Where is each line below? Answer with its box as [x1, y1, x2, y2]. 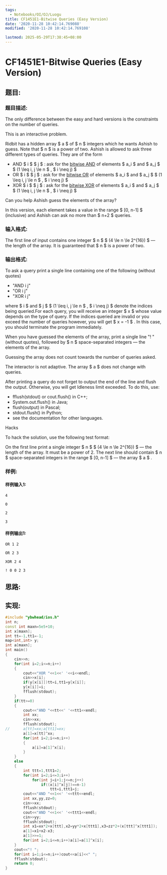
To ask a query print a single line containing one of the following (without [5, 268, 155, 274]
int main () [5, 648, 28, 653]
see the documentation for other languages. [12, 415, 103, 421]
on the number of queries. [5, 121, 59, 127]
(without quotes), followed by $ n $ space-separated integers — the [5, 339, 145, 345]
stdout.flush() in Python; [12, 410, 62, 416]
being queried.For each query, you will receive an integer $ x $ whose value [5, 308, 161, 314]
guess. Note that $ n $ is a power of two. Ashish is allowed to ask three [5, 146, 151, 152]
